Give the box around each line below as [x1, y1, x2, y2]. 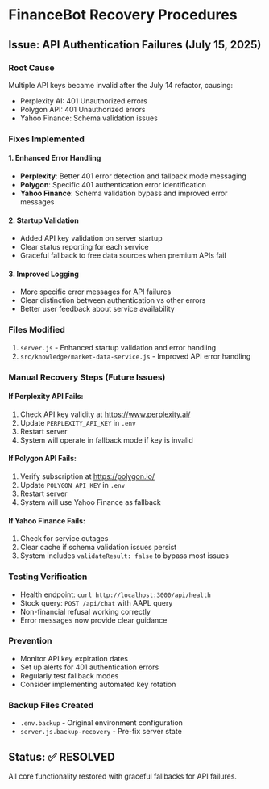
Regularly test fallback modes [19, 670, 119, 680]
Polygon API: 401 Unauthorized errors [19, 104, 146, 114]
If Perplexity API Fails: [8, 392, 84, 401]
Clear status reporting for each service [19, 242, 149, 252]
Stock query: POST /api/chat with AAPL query [19, 598, 173, 607]
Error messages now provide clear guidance [19, 615, 168, 625]
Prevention [8, 636, 52, 647]
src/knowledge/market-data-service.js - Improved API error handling [19, 351, 251, 361]
